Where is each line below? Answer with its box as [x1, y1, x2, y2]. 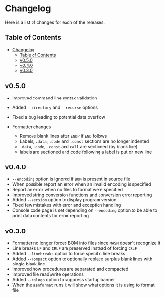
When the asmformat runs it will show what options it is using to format [12, 282, 155, 288]
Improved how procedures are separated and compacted [12, 266, 129, 272]
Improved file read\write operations [12, 271, 84, 277]
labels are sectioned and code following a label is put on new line [19, 149, 152, 155]
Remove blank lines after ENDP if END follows [19, 133, 107, 139]
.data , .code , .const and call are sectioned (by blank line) [19, 143, 138, 149]
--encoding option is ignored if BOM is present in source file [12, 176, 131, 182]
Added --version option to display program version [12, 197, 117, 203]
